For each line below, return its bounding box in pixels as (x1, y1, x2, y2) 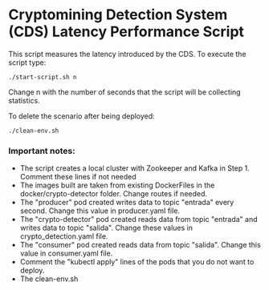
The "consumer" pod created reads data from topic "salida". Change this (19, 240, 261, 250)
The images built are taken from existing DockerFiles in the (19, 180, 215, 190)
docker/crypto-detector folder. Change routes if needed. (19, 189, 207, 199)
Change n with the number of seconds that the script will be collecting (8, 87, 241, 97)
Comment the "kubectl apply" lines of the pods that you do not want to (19, 257, 255, 267)
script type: (8, 58, 47, 67)
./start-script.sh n (8, 73, 78, 81)
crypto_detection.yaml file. (19, 232, 108, 241)
